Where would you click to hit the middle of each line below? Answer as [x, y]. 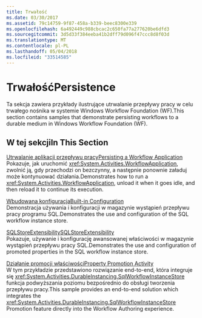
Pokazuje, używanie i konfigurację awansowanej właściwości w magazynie [100, 239]
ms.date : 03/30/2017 [32, 18]
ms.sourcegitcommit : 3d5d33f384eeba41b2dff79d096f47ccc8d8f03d [88, 35]
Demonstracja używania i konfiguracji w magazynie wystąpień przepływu [98, 208]
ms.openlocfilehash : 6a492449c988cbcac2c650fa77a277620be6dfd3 [88, 29]
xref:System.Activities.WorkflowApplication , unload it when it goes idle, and [101, 183]
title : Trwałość [27, 12]
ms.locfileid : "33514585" [39, 57]
